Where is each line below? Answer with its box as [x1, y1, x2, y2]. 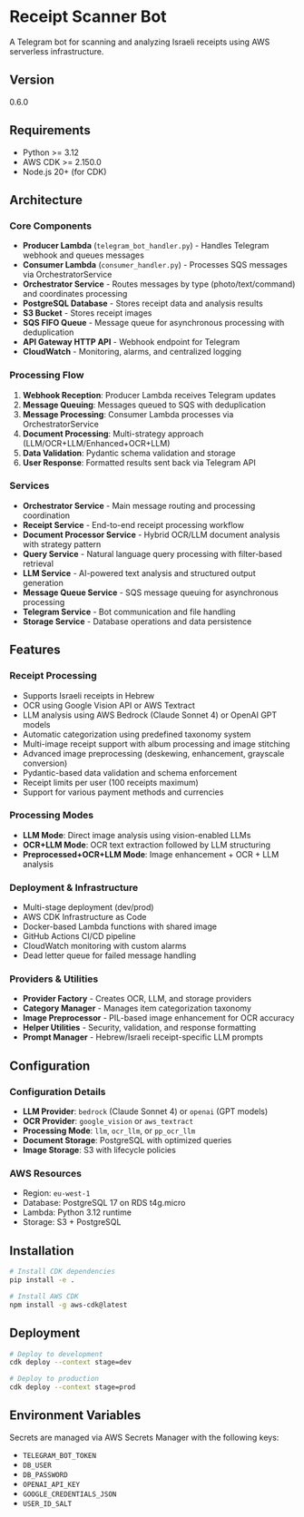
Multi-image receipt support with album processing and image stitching [22, 738, 290, 749]
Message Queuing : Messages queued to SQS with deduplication [22, 399, 266, 410]
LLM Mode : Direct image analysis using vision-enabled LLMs [22, 829, 251, 840]
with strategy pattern [22, 538, 102, 550]
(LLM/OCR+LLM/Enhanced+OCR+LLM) [22, 437, 171, 448]
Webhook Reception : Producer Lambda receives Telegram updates [22, 389, 277, 400]
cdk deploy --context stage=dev [9, 1358, 132, 1367]
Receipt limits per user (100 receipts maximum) [22, 777, 200, 788]
